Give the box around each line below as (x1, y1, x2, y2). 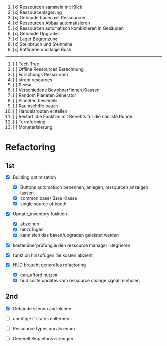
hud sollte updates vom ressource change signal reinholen (20, 277, 140, 283)
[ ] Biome (12, 82, 32, 87)
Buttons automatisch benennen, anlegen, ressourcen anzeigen (20, 184, 148, 190)
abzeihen (20, 221, 39, 227)
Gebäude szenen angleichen (12, 305, 72, 311)
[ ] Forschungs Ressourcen (12, 72, 68, 77)
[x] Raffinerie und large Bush (12, 47, 72, 52)
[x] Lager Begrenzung (12, 36, 58, 42)
